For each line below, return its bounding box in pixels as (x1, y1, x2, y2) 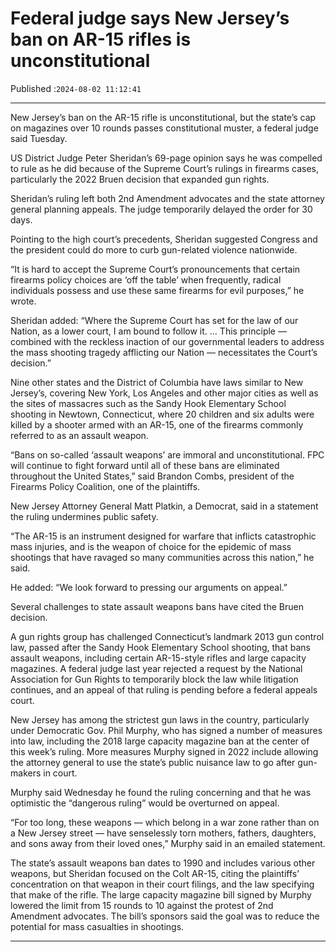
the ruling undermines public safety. (10, 510, 159, 522)
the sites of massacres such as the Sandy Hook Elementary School (10, 397, 287, 409)
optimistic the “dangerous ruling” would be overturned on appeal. (10, 797, 280, 809)
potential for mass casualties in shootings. (10, 920, 185, 932)
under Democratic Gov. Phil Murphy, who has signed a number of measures (10, 724, 323, 736)
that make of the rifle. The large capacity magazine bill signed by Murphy (10, 888, 312, 901)
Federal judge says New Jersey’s (10, 7, 290, 30)
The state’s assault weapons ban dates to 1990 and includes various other (10, 857, 316, 869)
